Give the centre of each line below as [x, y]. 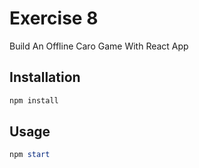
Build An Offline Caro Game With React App [99, 46]
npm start [30, 155]
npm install [34, 100]
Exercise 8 [54, 18]
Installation [45, 77]
